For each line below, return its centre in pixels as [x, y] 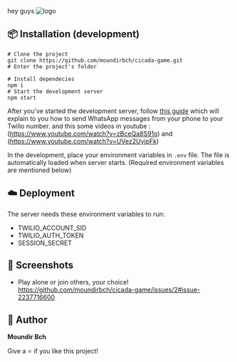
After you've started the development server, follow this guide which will [113, 111]
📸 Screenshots [41, 266]
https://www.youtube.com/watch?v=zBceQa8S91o [84, 133]
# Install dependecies [41, 79]
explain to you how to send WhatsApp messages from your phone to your [115, 118]
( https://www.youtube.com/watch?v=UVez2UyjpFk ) [83, 141]
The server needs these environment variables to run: [86, 214]
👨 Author [27, 320]
